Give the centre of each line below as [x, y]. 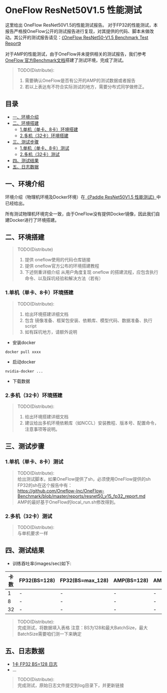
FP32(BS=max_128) [84, 580]
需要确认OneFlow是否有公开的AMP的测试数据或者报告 [80, 80]
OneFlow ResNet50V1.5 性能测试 [74, 10]
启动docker [24, 361]
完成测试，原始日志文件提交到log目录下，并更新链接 [71, 685]
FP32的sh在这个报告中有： [45, 485]
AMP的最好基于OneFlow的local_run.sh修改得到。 [68, 502]
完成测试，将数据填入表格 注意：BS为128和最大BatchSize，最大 [83, 627]
